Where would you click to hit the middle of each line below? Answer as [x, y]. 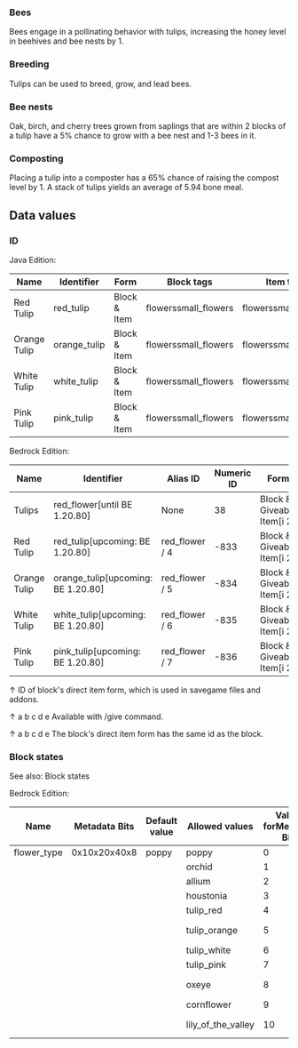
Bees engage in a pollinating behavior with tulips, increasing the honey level [148, 32]
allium [198, 882]
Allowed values [220, 827]
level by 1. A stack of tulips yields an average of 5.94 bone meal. [126, 188]
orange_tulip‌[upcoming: [103, 578]
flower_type [39, 852]
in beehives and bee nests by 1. [67, 41]
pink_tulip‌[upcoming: [97, 651]
